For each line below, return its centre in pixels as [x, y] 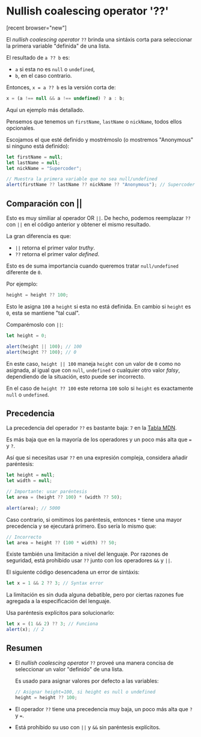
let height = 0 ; [26, 336]
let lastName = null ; [33, 163]
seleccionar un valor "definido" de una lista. [69, 669]
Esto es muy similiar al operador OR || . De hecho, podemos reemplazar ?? [98, 218]
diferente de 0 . [24, 272]
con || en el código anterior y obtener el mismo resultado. [79, 224]
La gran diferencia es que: [39, 236]
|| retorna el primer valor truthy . [55, 248]
